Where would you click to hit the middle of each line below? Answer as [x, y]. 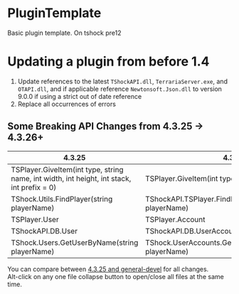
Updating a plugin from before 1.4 [108, 62]
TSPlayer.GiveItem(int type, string [67, 169]
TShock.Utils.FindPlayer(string [62, 199]
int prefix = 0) [34, 187]
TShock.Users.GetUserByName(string [75, 242]
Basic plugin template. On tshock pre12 [65, 33]
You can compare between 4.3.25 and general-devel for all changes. [108, 269]
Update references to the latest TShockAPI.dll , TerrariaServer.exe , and [122, 81]
